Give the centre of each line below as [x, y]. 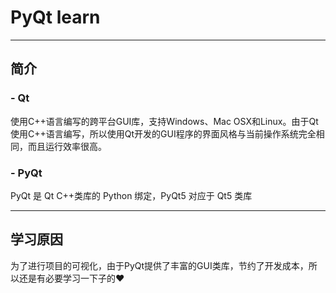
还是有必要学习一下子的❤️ [71, 278]
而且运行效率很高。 [67, 146]
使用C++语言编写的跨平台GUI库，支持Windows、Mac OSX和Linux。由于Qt [164, 121]
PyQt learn [55, 17]
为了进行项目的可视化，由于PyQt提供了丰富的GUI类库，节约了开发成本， [159, 265]
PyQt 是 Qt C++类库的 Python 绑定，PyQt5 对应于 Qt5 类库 [131, 195]
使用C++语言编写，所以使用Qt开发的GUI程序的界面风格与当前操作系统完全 [163, 133]
